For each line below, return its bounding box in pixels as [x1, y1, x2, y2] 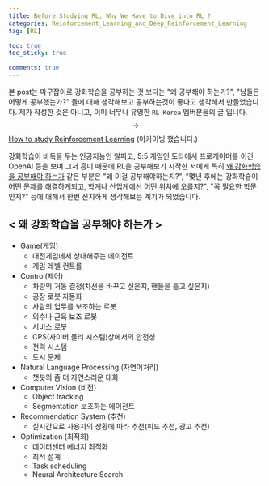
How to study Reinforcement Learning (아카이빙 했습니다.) [8, 134, 198, 143]
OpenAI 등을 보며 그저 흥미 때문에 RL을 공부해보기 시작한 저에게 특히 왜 [8, 161, 233, 171]
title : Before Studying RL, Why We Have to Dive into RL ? [8, 11, 212, 20]
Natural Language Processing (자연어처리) [19, 362, 159, 372]
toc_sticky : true [8, 49, 67, 58]
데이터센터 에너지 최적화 [32, 441, 109, 451]
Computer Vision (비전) [19, 382, 97, 392]
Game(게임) [19, 241, 59, 250]
